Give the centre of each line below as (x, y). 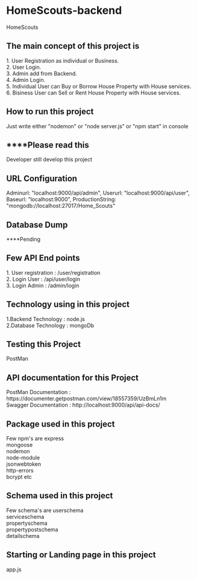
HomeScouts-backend (64, 11)
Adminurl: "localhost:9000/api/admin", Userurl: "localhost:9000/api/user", (98, 193)
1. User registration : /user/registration (53, 272)
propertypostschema (32, 529)
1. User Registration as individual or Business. (63, 60)
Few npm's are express (35, 439)
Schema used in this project (60, 496)
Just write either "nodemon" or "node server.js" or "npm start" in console (97, 126)
